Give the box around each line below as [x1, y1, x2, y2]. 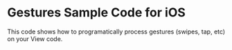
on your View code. [7, 34, 63, 42]
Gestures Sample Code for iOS [7, 5, 186, 21]
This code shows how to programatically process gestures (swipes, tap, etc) [7, 27, 226, 36]
